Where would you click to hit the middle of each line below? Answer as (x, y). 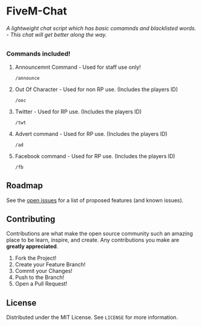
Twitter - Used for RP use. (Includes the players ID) (78, 111)
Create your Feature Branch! (50, 264)
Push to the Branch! (39, 277)
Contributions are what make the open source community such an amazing (99, 234)
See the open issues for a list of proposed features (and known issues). (95, 200)
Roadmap (25, 186)
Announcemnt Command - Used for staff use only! (78, 67)
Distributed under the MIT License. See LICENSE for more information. (92, 318)
